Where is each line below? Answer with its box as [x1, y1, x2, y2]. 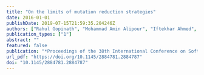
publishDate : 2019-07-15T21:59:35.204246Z [6, 20, 115, 26]
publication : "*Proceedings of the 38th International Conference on [6, 48, 186, 54]
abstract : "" [6, 37, 39, 43]
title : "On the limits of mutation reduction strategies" [6, 8, 156, 15]
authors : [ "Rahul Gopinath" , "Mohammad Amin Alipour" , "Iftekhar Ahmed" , [6, 25, 197, 32]
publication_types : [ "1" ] [6, 31, 72, 37]
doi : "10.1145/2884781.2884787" [6, 59, 88, 65]
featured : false [6, 43, 47, 49]
